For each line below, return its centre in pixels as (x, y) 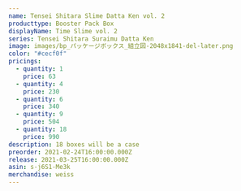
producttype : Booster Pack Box (61, 24)
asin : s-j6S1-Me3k (39, 167)
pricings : (25, 62)
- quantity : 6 (39, 99)
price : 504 (41, 122)
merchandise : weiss (41, 175)
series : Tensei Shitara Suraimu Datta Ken (81, 39)
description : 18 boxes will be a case (74, 144)
